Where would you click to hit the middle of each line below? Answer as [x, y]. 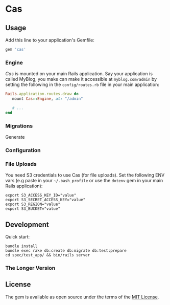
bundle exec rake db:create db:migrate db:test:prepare [66, 251]
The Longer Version [30, 268]
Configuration [23, 150]
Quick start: [17, 237]
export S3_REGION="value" [33, 204]
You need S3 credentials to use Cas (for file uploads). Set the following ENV [85, 175]
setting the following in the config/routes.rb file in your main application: [82, 84]
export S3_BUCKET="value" [33, 209]
